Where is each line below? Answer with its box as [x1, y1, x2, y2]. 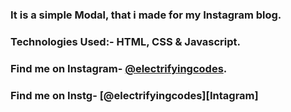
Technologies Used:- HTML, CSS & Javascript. [10, 34, 241, 48]
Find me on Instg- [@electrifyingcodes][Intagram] [10, 88, 259, 102]
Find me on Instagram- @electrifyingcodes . [10, 61, 228, 75]
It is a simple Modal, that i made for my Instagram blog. [10, 8, 282, 22]
